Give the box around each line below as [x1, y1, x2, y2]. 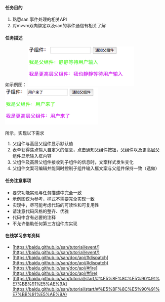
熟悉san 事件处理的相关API [12, 16, 67, 22]
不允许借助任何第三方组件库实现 [12, 220, 78, 226]
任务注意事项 [5, 178, 31, 183]
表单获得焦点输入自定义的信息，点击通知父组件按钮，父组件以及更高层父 [12, 147, 160, 153]
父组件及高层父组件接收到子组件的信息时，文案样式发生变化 [12, 159, 134, 165]
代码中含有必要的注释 [12, 214, 56, 220]
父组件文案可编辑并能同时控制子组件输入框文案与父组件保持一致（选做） [12, 166, 160, 172]
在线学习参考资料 [5, 233, 40, 239]
